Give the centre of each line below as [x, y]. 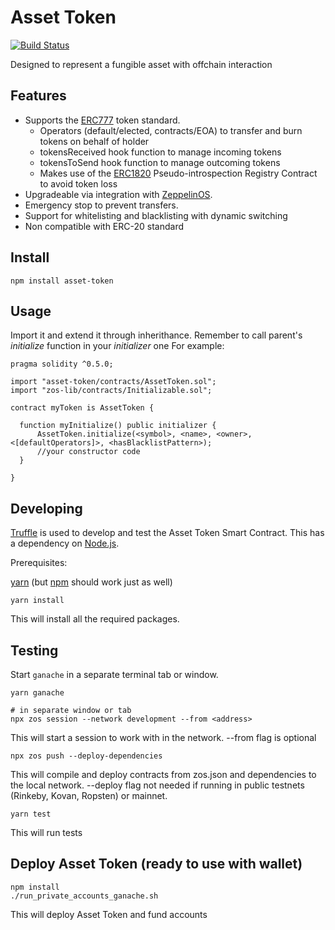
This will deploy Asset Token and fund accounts [109, 914]
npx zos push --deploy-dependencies [86, 756]
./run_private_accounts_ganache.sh [84, 896]
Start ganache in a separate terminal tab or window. [114, 674]
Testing [34, 650]
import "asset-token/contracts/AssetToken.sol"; [113, 382]
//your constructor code [88, 452]
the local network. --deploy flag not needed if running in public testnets [157, 785]
